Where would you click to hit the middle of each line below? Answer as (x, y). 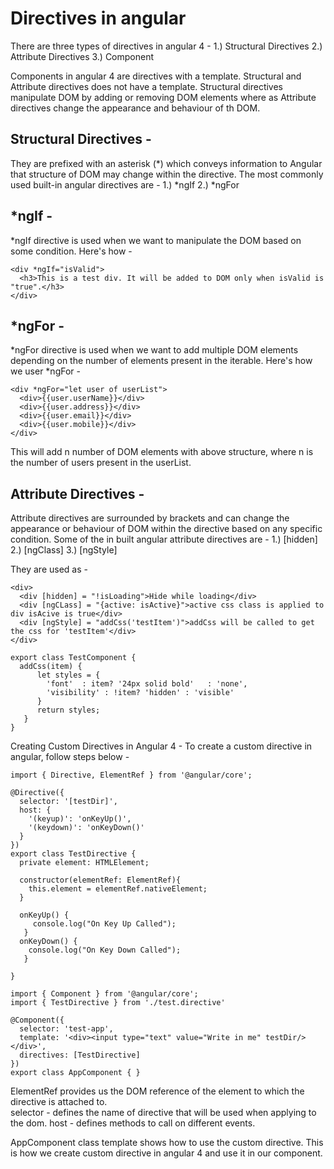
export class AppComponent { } (75, 1073)
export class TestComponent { (73, 658)
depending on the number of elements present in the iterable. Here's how (161, 361)
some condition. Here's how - (71, 251)
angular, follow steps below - (70, 757)
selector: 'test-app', (66, 1029)
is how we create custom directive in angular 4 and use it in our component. (166, 1153)
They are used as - (49, 569)
